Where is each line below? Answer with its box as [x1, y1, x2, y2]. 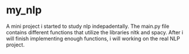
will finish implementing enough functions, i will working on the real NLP [6, 35, 180, 42]
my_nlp [6, 3, 42, 17]
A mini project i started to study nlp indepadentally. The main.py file [6, 23, 170, 30]
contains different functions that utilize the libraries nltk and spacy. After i [6, 28, 184, 35]
